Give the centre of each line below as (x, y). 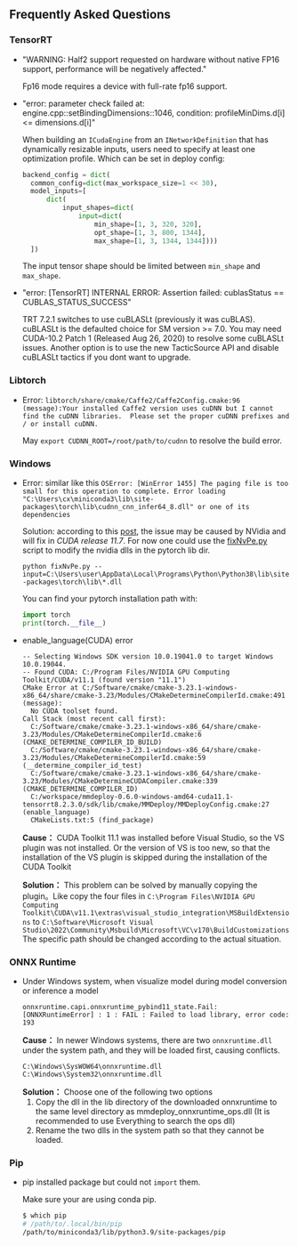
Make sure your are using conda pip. (89, 1200)
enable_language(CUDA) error (77, 640)
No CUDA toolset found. (74, 711)
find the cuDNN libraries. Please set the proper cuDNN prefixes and (156, 416)
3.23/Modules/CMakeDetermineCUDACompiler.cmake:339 (120, 781)
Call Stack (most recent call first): (94, 719)
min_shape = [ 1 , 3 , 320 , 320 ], (148, 224)
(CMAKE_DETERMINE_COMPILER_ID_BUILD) (92, 742)
